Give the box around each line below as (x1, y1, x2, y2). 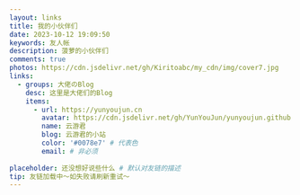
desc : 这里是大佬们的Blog (25, 88, 113, 97)
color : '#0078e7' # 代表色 (41, 138, 139, 147)
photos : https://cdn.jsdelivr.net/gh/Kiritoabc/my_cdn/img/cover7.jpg (9, 64, 279, 73)
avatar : (41, 113, 70, 122)
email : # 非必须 (41, 146, 99, 155)
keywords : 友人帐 (9, 38, 70, 48)
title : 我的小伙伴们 (9, 22, 78, 31)
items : (25, 96, 50, 106)
